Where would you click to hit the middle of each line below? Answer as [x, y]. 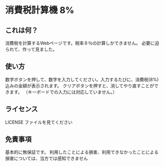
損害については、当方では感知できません [47, 159]
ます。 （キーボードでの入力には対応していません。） [63, 92]
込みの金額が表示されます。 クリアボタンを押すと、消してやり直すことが [80, 86]
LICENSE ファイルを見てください [39, 122]
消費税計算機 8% [40, 10]
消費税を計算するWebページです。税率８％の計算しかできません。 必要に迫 [82, 43]
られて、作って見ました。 [31, 49]
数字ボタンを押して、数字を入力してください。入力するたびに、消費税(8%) [82, 79]
